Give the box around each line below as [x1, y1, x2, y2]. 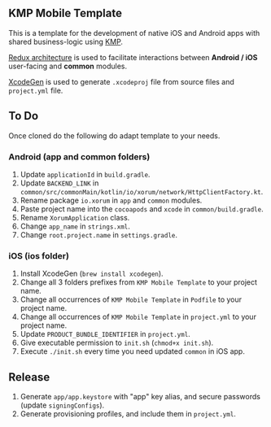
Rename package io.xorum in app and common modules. [20, 195, 203, 205]
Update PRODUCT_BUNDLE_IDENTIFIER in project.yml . [20, 329, 191, 339]
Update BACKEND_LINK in [20, 178, 99, 188]
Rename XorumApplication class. [20, 212, 130, 222]
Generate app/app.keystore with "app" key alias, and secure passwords [20, 392, 260, 402]
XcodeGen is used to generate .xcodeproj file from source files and [8, 76, 234, 86]
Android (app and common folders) [8, 150, 151, 162]
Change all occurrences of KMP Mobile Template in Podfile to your [20, 294, 243, 304]
